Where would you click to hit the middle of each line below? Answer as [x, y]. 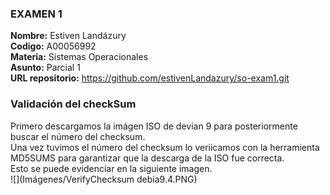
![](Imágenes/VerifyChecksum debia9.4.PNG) [104, 179]
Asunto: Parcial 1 [45, 68]
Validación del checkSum [73, 104]
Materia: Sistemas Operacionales [79, 57]
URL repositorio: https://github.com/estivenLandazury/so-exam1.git [150, 78]
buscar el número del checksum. [78, 136]
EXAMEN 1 [36, 14]
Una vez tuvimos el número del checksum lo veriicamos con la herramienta [165, 147]
